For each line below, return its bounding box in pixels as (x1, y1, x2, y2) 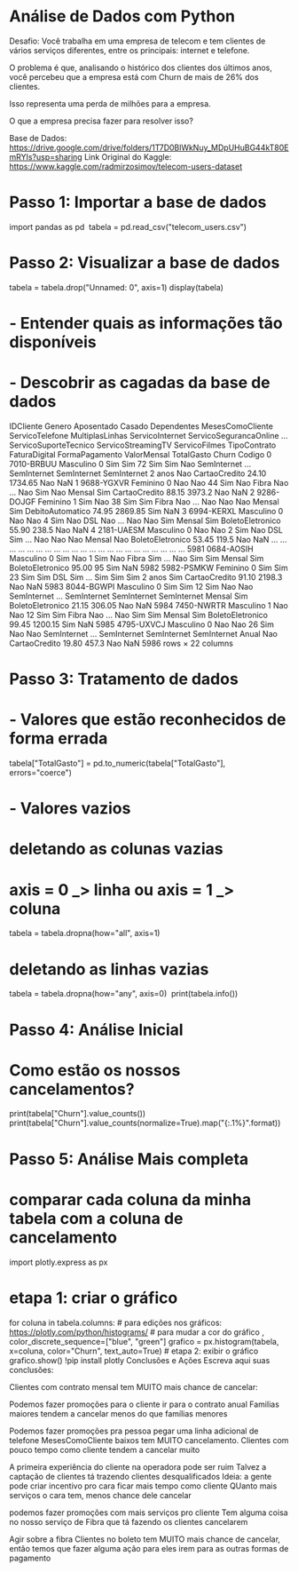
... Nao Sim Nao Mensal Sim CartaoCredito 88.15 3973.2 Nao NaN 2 (9, 487, 255, 497)
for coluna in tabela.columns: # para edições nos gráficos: (9, 1317, 223, 1328)
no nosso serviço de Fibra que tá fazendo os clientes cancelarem (9, 1516, 248, 1527)
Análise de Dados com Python (9, 6, 235, 27)
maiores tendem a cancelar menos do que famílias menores (9, 1408, 228, 1418)
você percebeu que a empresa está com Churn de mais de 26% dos (9, 71, 259, 82)
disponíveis (9, 332, 97, 352)
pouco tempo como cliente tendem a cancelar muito (9, 1444, 200, 1455)
